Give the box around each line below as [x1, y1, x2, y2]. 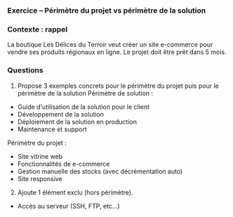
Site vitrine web [17, 152, 63, 160]
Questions [7, 65, 44, 75]
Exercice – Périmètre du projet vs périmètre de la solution [7, 6, 206, 15]
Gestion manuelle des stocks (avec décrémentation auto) [17, 167, 183, 176]
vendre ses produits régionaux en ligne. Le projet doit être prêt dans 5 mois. [7, 48, 227, 56]
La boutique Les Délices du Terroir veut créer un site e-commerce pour [7, 41, 213, 49]
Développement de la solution [17, 110, 104, 118]
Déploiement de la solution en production [17, 117, 137, 126]
